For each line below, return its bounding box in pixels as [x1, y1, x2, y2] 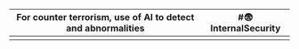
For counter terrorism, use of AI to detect [16, 11, 195, 23]
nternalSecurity [210, 22, 281, 34]
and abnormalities [66, 22, 145, 34]
